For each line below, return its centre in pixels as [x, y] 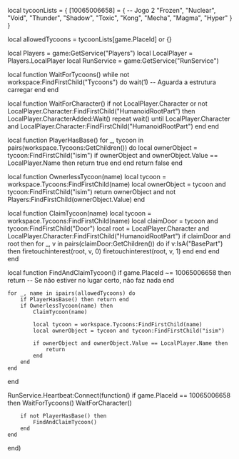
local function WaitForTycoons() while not [68, 75]
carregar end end [33, 90]
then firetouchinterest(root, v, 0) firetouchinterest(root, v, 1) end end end [113, 251]
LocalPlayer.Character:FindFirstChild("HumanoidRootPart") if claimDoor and [119, 236]
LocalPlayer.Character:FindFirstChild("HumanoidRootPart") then [101, 111]
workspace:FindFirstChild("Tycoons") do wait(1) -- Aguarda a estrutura [112, 82]
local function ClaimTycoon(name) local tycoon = [80, 213]
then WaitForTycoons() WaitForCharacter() [70, 403]
